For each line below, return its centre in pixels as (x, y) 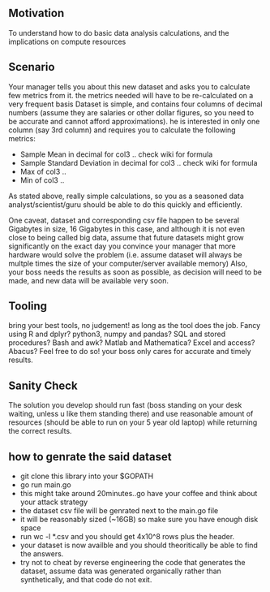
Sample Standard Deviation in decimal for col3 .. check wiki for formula (139, 162)
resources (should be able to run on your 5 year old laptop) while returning (133, 422)
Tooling (28, 307)
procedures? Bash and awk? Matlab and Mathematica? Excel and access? (132, 343)
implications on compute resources (67, 41)
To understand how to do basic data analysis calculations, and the (119, 32)
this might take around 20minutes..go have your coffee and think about (139, 494)
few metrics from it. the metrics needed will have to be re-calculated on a (131, 95)
